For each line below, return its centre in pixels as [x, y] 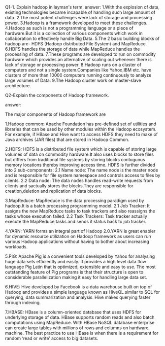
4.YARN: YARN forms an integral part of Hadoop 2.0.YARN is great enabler [80, 231]
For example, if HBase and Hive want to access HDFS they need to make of [82, 134]
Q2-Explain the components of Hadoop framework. [57, 95]
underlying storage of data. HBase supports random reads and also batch [80, 317]
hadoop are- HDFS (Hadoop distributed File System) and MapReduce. [76, 44]
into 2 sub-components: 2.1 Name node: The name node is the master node [82, 170]
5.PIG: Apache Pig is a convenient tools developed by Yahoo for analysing [80, 256]
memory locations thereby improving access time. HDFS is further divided [80, 165]
